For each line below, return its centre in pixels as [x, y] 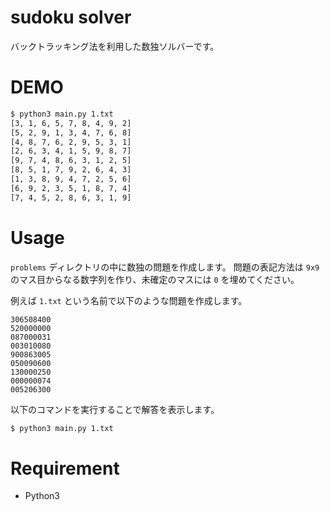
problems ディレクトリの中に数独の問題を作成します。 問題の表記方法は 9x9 [165, 267]
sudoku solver [71, 17]
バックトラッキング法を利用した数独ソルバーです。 [115, 46]
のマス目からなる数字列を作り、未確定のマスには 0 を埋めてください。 [155, 279]
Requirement [65, 468]
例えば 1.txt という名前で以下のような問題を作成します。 [129, 300]
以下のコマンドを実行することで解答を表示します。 [115, 409]
